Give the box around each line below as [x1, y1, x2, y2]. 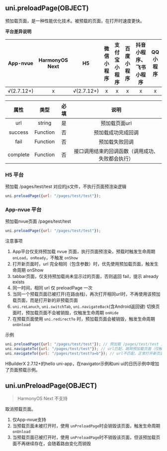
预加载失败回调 [98, 138, 134, 145]
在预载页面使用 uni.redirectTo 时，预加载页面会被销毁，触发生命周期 [12, 316, 155, 322]
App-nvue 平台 [5, 206, 42, 213]
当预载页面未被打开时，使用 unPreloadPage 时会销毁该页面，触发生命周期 [12, 423, 161, 429]
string [38, 119, 52, 126]
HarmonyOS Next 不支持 [17, 395, 68, 401]
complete [7, 151, 30, 158]
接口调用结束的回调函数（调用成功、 [74, 148, 159, 155]
